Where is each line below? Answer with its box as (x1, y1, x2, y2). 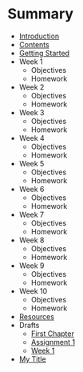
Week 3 (18, 107, 45, 117)
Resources (18, 311, 55, 321)
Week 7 (18, 210, 45, 219)
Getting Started (18, 48, 69, 58)
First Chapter (30, 329, 75, 338)
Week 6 (18, 184, 45, 194)
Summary (7, 5, 73, 23)
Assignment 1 (30, 337, 76, 346)
